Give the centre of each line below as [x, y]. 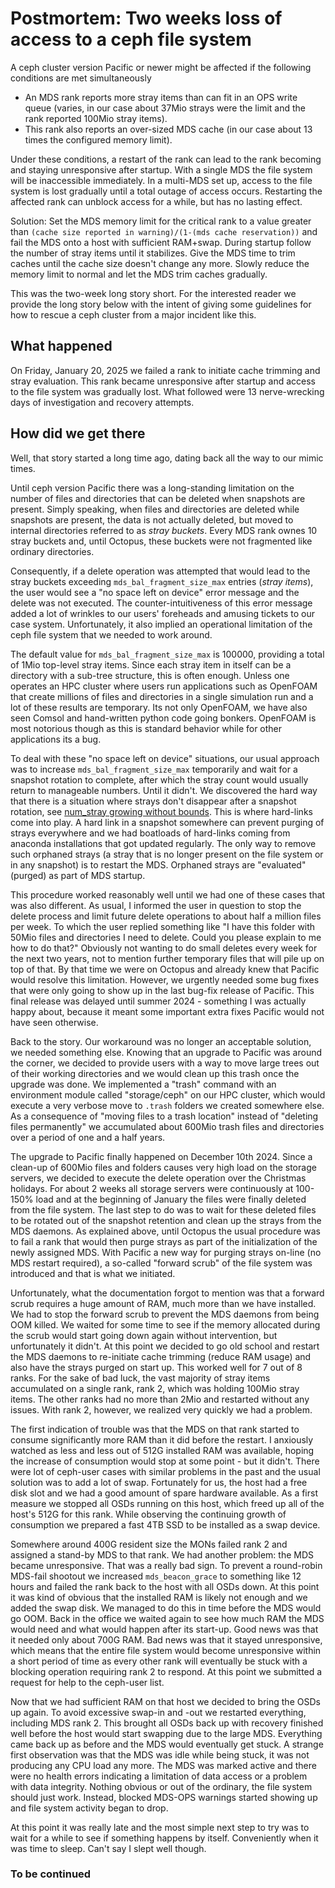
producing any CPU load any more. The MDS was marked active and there [163, 1765]
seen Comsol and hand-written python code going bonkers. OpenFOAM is [163, 718]
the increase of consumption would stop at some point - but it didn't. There [165, 1461]
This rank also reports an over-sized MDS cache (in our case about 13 [168, 129]
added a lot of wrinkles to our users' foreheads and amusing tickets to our [162, 613]
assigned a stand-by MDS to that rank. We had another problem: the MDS [162, 1554]
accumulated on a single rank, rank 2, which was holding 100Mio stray [155, 1388]
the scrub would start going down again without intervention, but [144, 1335]
